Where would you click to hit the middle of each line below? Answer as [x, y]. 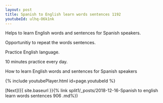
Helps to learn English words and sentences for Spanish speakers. [73, 33]
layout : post [19, 10]
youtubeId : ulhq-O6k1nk [30, 19]
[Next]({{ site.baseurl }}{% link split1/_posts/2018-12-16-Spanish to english [81, 91]
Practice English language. [32, 52]
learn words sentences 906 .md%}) [41, 96]
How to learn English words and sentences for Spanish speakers [71, 71]
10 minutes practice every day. [37, 62]
